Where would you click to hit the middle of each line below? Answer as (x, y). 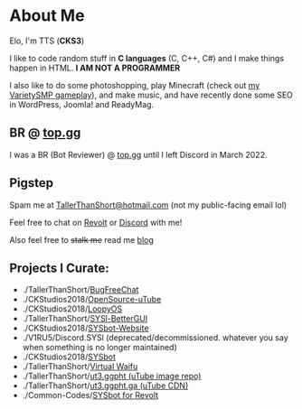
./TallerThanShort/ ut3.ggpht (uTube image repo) (112, 376)
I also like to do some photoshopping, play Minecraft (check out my (135, 85)
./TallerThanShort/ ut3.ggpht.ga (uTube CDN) (105, 386)
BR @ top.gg (45, 133)
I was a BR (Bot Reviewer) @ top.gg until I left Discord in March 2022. (138, 154)
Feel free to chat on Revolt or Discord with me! (96, 222)
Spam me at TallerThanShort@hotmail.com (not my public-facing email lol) (148, 205)
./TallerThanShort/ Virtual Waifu (80, 367)
